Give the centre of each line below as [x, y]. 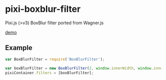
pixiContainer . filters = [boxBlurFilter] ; [49, 73]
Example [19, 48]
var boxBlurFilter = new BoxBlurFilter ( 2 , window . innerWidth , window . [79, 68]
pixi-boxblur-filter [43, 9]
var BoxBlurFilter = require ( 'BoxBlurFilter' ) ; [55, 59]
